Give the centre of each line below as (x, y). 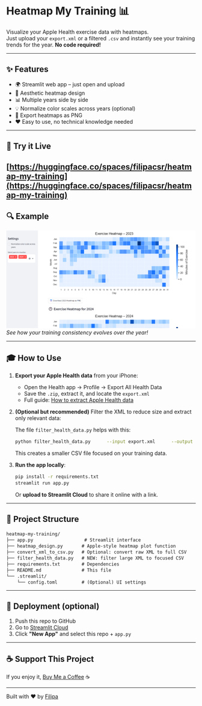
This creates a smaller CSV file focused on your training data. (91, 453)
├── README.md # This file (59, 570)
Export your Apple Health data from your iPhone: (76, 376)
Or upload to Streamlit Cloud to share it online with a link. (86, 494)
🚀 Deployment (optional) (53, 606)
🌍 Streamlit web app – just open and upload (70, 84)
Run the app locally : (40, 465)
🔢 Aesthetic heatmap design (50, 93)
